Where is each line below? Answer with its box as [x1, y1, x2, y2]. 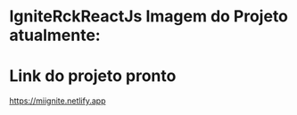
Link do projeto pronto [9, 66, 177, 86]
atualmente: [9, 25, 101, 45]
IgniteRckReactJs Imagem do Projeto [9, 6, 288, 27]
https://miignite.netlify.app [9, 95, 106, 106]
